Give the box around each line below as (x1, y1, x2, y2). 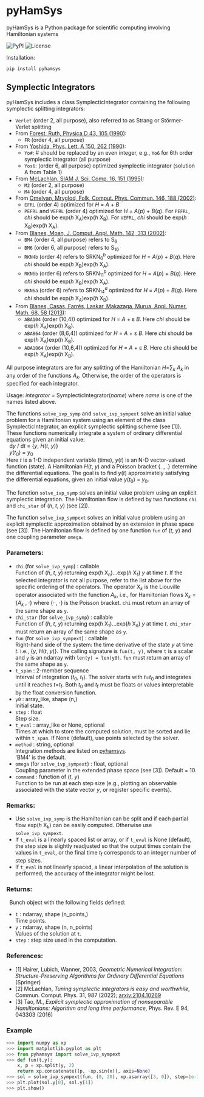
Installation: (6, 54, 35, 61)
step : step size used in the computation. (15, 936, 117, 944)
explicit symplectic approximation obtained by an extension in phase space (6, 520, 194, 527)
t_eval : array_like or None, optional (15, 721, 105, 728)
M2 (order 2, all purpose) (24, 181, 85, 189)
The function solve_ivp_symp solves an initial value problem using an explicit (6, 489, 197, 496)
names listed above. (6, 398, 56, 405)
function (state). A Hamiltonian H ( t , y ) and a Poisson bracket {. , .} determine (6, 463, 197, 470)
